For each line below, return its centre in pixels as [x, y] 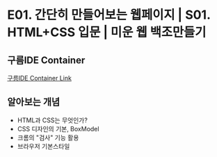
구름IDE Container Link [39, 78]
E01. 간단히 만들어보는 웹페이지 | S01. [109, 15]
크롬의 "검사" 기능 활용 [48, 138]
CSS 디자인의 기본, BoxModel [58, 129]
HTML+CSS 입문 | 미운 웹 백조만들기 [107, 32]
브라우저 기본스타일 [43, 146]
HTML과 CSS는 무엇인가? [53, 120]
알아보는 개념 [34, 102]
